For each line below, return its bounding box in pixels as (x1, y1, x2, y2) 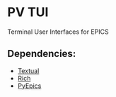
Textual (17, 66, 40, 75)
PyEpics (17, 82, 42, 90)
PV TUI (7, 4, 49, 20)
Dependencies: (7, 48, 76, 60)
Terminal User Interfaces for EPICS (7, 27, 110, 36)
